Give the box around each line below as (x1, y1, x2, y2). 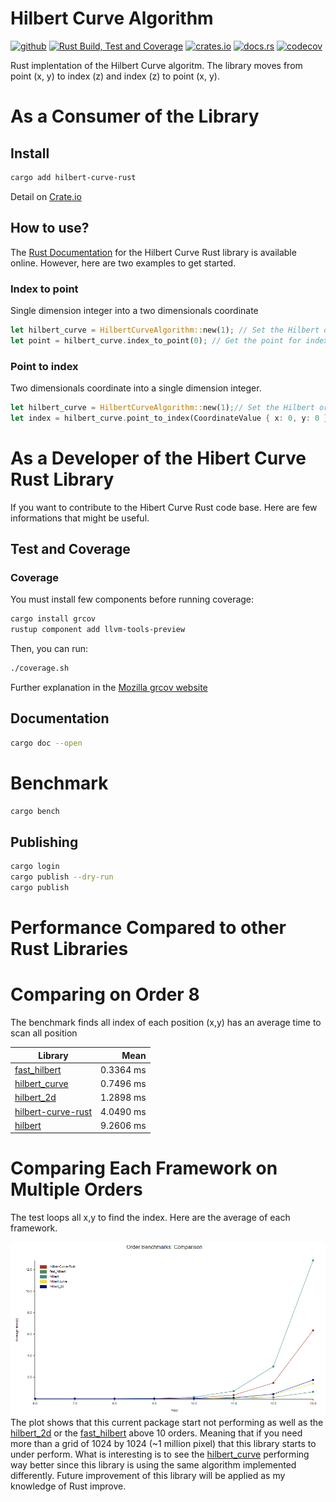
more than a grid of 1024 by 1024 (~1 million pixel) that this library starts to (10, 1437, 317, 1449)
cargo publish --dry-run (10, 872, 114, 882)
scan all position (10, 1027, 78, 1039)
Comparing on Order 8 (10, 983, 200, 1006)
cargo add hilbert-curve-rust (10, 172, 137, 182)
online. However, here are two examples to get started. (10, 257, 237, 269)
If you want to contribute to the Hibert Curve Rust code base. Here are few (10, 501, 318, 513)
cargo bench (10, 806, 60, 816)
